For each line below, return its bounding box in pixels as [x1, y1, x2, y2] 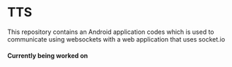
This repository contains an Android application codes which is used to [7, 28, 214, 36]
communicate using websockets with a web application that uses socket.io [7, 35, 226, 43]
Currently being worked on [7, 51, 88, 60]
